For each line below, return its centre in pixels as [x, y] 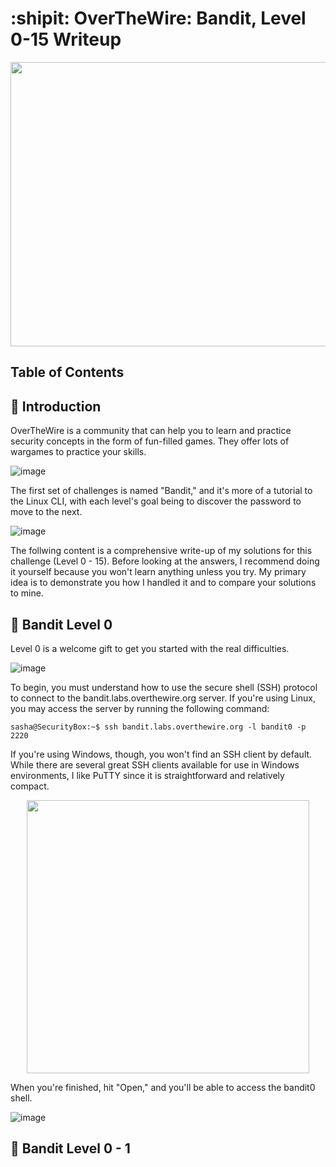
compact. [30, 786]
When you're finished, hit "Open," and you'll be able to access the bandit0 [163, 1087]
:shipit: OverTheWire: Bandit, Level [158, 18]
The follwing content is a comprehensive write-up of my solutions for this [161, 551]
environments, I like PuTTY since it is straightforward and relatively [147, 775]
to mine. [27, 593]
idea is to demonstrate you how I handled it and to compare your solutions [163, 583]
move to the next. [46, 512]
